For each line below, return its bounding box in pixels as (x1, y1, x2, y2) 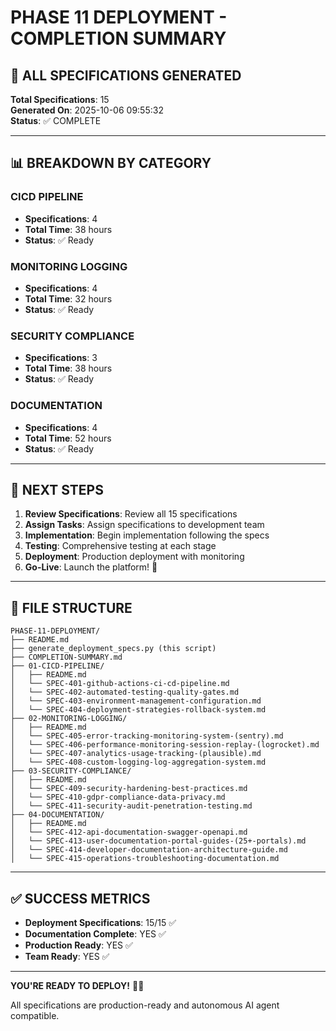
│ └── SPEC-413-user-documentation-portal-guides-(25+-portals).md (10, 836, 307, 846)
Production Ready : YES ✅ (24, 939, 133, 951)
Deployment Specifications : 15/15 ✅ (24, 917, 177, 929)
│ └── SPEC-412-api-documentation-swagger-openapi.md (10, 827, 248, 838)
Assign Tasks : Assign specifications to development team (24, 519, 265, 531)
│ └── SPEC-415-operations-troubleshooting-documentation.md (10, 854, 280, 864)
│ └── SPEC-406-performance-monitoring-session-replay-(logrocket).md (10, 740, 320, 750)
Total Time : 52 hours (24, 432, 112, 444)
